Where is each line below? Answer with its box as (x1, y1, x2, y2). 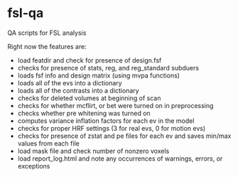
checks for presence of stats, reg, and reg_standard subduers (17, 63, 200, 72)
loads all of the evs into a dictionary (17, 78, 122, 87)
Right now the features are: (7, 42, 87, 50)
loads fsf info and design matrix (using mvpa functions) (17, 71, 180, 80)
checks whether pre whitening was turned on (17, 109, 151, 117)
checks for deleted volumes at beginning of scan (17, 94, 161, 102)
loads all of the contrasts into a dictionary (17, 86, 140, 95)
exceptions (17, 161, 50, 170)
